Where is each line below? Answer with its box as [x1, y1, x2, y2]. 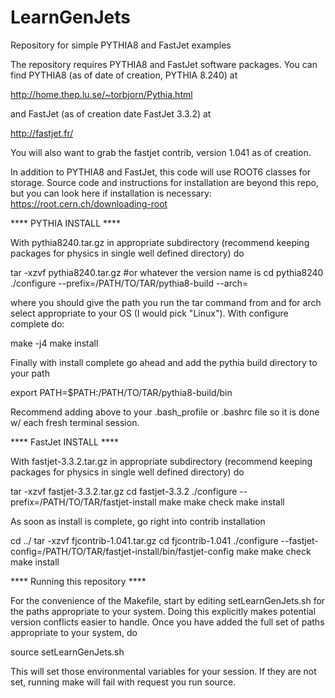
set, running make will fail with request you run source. [10, 676, 237, 688]
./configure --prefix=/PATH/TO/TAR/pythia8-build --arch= [10, 277, 249, 289]
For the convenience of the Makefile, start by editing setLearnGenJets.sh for [10, 594, 326, 606]
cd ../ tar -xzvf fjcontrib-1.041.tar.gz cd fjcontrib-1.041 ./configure [10, 534, 279, 546]
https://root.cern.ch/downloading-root [10, 197, 168, 210]
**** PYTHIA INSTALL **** [10, 217, 122, 229]
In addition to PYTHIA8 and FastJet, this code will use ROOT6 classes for [10, 166, 312, 178]
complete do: [10, 317, 65, 330]
